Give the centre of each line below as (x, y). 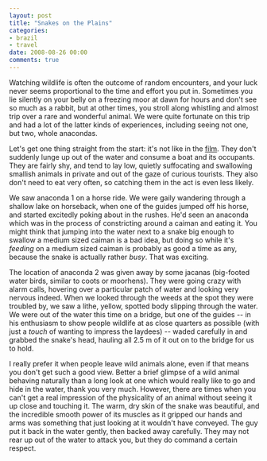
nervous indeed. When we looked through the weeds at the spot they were (131, 297)
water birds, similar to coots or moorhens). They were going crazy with (125, 281)
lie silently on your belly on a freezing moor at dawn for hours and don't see (133, 99)
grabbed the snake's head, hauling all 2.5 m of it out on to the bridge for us (132, 339)
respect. (23, 448)
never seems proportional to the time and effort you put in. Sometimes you (131, 91)
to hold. (21, 348)
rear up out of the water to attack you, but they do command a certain (123, 440)
